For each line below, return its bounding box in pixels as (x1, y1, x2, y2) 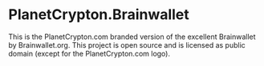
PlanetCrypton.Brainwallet (8, 6, 190, 24)
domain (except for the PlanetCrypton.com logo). (8, 49, 171, 58)
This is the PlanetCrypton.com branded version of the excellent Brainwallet (8, 32, 256, 41)
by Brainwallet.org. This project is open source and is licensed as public (8, 40, 246, 49)
